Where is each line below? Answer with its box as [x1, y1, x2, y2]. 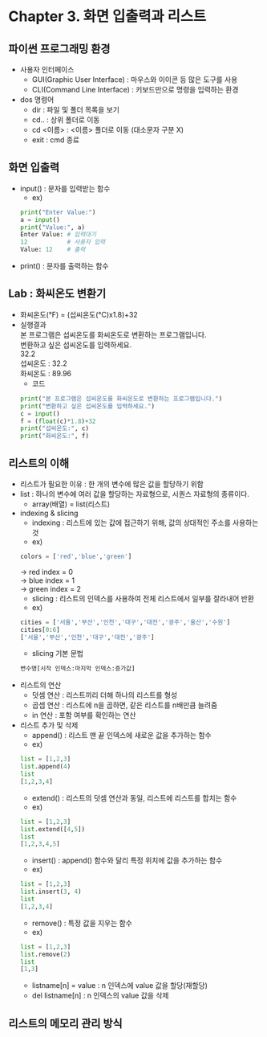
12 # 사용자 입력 [19, 238, 106, 246]
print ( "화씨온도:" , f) [19, 432, 90, 441]
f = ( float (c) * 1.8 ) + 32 [19, 417, 96, 425]
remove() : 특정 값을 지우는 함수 [31, 918, 132, 928]
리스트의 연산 [19, 680, 62, 690]
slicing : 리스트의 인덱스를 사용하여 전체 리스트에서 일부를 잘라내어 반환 [31, 593, 255, 603]
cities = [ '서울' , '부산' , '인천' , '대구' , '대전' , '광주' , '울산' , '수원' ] [19, 618, 231, 626]
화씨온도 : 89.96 [19, 368, 72, 378]
